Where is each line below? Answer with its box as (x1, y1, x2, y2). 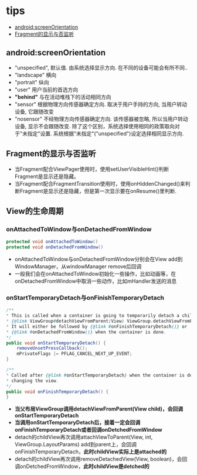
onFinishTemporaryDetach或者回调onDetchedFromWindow (14, 426, 162, 433)
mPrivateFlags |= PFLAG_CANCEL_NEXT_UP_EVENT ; (16, 351, 133, 357)
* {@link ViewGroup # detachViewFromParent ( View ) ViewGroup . (6, 318, 154, 324)
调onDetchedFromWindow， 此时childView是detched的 (14, 463, 150, 470)
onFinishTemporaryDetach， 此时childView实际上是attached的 (14, 448, 167, 455)
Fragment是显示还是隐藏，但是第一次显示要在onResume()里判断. (19, 187, 177, 194)
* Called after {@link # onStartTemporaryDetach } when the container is (6, 372, 185, 378)
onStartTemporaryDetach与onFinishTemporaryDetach (6, 293, 165, 302)
